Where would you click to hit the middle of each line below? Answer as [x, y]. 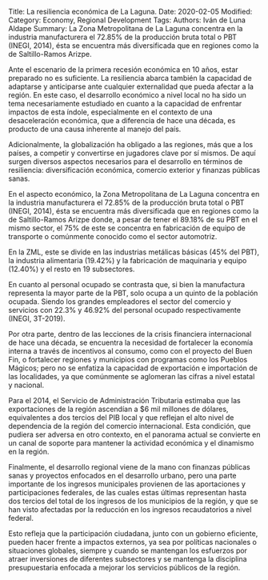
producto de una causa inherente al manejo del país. [95, 129]
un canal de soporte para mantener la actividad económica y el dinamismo [131, 443]
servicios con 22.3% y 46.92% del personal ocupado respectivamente [125, 310]
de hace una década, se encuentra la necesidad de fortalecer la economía [131, 342]
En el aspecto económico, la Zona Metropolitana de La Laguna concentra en [134, 194]
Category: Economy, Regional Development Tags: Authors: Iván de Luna [127, 20]
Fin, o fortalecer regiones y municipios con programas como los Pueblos [128, 360]
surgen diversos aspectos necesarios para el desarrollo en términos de [126, 162]
